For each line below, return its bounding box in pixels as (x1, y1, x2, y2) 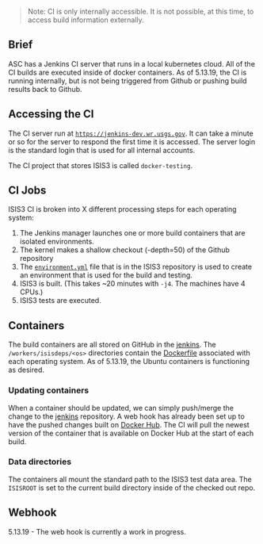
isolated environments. (19, 237, 95, 247)
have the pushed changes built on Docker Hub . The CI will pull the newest (8, 419, 250, 429)
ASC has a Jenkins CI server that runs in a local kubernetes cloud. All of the (8, 59, 256, 68)
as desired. (8, 365, 45, 375)
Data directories (8, 456, 72, 467)
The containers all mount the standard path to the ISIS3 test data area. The (8, 474, 252, 484)
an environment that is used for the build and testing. (19, 270, 192, 280)
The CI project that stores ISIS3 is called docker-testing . (8, 160, 192, 170)
